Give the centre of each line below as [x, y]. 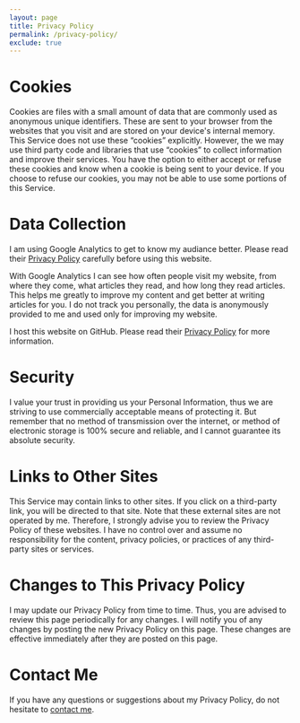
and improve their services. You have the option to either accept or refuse [146, 160]
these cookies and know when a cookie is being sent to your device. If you [147, 169]
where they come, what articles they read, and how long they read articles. [147, 286]
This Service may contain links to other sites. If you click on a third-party [143, 501]
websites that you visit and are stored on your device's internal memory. [142, 131]
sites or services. [62, 549]
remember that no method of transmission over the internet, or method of [145, 422]
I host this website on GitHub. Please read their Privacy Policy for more [140, 332]
